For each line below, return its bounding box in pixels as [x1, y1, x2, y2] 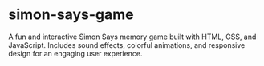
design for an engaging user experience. [8, 49, 143, 58]
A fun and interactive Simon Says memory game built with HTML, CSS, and [8, 32, 257, 41]
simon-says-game [8, 6, 134, 24]
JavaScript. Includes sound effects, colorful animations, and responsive [8, 40, 246, 49]
